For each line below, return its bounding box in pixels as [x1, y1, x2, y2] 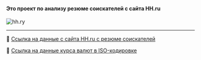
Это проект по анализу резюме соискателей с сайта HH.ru [6, 5, 161, 12]
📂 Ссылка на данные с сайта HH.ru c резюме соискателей [6, 35, 156, 43]
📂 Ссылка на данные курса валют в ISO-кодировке [6, 47, 138, 54]
